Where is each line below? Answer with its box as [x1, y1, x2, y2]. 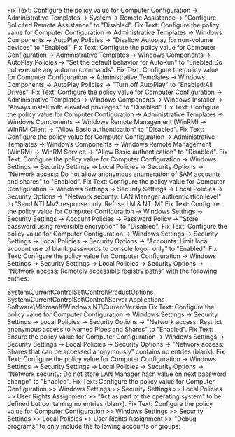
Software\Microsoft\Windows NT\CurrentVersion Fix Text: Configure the [7, 303, 215, 311]
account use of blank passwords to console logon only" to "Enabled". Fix [7, 245, 218, 253]
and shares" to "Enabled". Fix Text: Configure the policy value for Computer [7, 177, 225, 185]
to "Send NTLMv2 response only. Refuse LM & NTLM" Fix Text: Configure [7, 200, 220, 208]
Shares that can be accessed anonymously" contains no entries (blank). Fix [7, 347, 225, 356]
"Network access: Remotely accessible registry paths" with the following [7, 267, 218, 275]
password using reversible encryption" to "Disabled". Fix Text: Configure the [7, 222, 227, 230]
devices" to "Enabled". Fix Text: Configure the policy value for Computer [7, 43, 216, 51]
